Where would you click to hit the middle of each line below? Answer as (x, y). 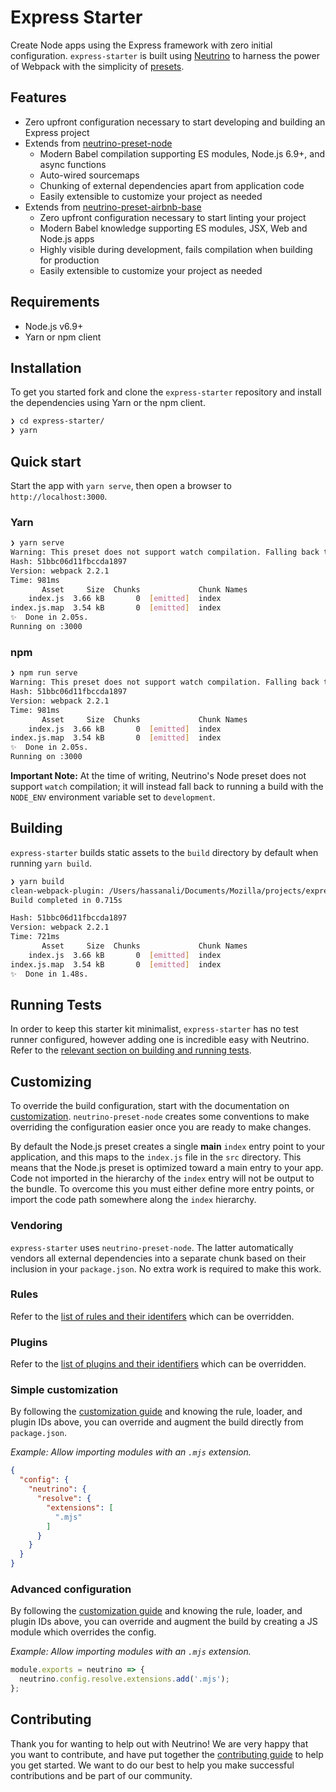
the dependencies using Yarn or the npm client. (108, 403)
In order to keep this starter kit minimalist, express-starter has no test (154, 1029)
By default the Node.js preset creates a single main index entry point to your (168, 1147)
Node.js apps (67, 238)
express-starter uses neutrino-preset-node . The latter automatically (152, 1247)
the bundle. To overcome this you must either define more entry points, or (162, 1189)
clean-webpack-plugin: (57, 891)
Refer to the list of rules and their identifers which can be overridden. (152, 1316)
